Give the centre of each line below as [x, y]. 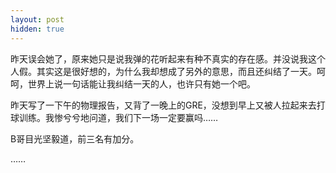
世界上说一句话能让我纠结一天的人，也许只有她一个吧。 [141, 83]
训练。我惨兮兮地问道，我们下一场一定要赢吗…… [118, 117]
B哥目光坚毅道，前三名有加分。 [75, 138]
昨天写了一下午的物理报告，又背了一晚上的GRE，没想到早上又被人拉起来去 [163, 105]
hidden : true [37, 29]
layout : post [37, 19]
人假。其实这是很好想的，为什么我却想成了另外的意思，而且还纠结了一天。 [163, 71]
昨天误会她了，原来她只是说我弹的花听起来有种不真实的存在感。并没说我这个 [168, 58]
